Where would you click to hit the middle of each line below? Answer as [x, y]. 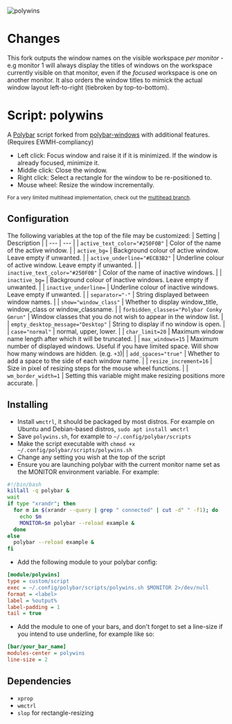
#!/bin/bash [24, 484]
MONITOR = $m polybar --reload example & [77, 523]
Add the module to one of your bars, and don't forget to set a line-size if [120, 627]
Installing [28, 405]
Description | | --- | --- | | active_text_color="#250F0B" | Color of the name [114, 243]
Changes [34, 39]
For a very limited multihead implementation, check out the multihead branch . [99, 198]
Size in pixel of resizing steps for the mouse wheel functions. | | [98, 368]
